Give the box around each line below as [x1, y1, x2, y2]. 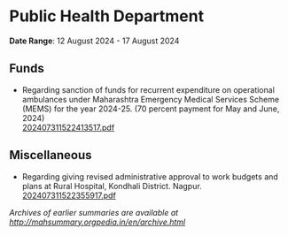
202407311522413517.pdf [21, 122, 115, 133]
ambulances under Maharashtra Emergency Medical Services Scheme [21, 94, 280, 104]
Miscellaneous [9, 148, 92, 163]
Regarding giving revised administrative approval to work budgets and [21, 171, 279, 182]
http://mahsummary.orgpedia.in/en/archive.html [9, 217, 186, 227]
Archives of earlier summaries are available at [9, 207, 179, 217]
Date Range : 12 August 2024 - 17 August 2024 [9, 35, 180, 46]
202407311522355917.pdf [21, 190, 117, 201]
